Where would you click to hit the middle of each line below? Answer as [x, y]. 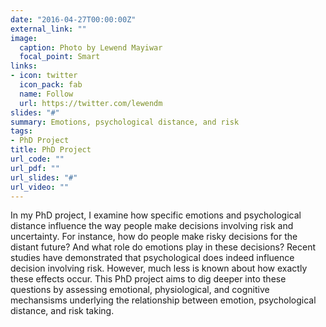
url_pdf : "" [35, 168]
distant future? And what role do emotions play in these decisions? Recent [163, 247]
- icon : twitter [44, 76]
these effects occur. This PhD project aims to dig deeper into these [148, 279]
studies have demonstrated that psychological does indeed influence [152, 258]
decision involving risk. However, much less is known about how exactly [159, 268]
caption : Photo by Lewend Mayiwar [91, 47]
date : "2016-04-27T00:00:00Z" [73, 19]
